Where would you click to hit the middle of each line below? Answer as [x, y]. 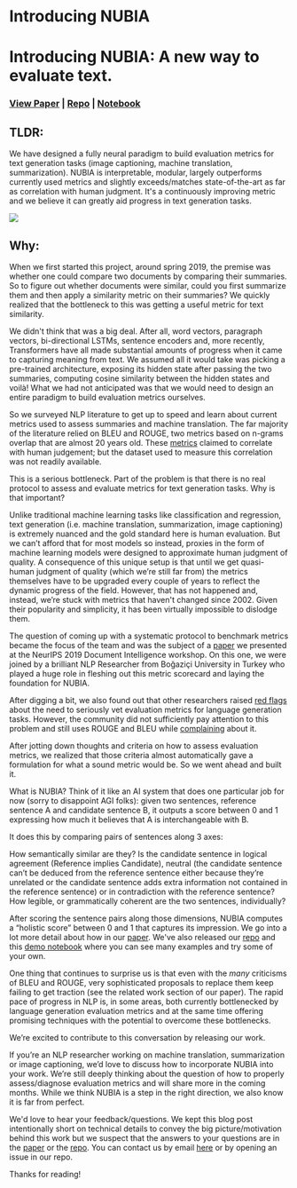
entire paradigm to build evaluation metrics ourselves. [107, 397]
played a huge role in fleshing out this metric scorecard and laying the [137, 673]
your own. [27, 955]
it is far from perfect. [47, 1102]
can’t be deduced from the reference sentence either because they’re [137, 873]
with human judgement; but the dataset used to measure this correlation [141, 452]
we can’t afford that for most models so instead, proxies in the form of [137, 543]
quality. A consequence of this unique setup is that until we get [124, 562]
